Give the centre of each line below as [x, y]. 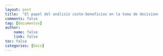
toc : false [16, 41]
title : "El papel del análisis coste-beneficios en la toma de [71, 14]
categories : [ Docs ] [25, 46]
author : [13, 28]
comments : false [21, 19]
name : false [26, 32]
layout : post [18, 9]
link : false [26, 37]
